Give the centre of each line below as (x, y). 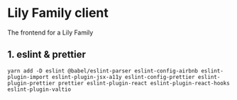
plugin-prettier (31, 83)
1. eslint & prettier (47, 55)
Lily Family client (58, 13)
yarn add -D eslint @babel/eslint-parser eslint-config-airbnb (103, 71)
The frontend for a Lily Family (50, 32)
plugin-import (28, 77)
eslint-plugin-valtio (39, 89)
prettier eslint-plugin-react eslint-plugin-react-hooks (144, 83)
